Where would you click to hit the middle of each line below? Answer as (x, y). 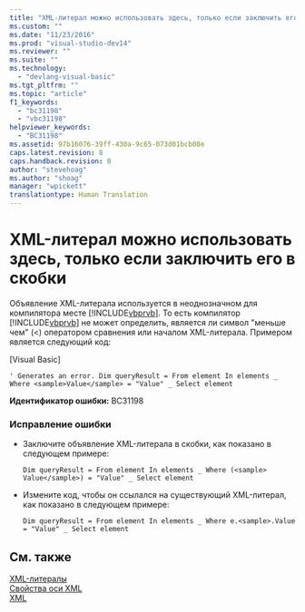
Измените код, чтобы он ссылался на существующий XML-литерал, (155, 495)
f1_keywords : (34, 102)
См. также (41, 557)
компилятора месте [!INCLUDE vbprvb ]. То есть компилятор (125, 313)
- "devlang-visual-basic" (67, 77)
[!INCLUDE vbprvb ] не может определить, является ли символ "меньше (148, 322)
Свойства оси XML (46, 588)
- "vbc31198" (42, 119)
